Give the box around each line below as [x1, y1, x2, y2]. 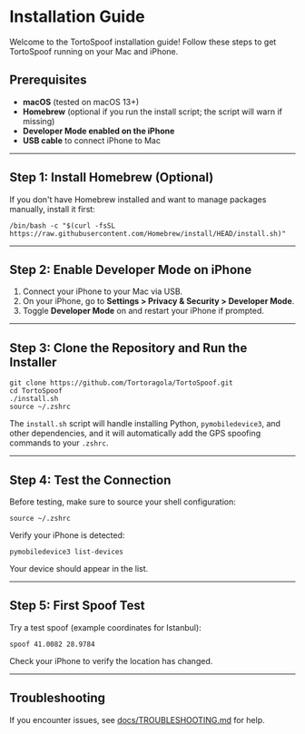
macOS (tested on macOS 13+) [22, 96, 140, 107]
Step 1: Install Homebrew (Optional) [9, 170, 214, 185]
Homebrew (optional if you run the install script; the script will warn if [22, 106, 283, 117]
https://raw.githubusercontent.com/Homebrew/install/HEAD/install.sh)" [9, 229, 286, 238]
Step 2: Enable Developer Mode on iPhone [9, 261, 252, 278]
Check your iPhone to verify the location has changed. [9, 655, 213, 666]
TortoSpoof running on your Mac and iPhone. [9, 45, 179, 56]
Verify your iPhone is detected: [9, 530, 125, 541]
